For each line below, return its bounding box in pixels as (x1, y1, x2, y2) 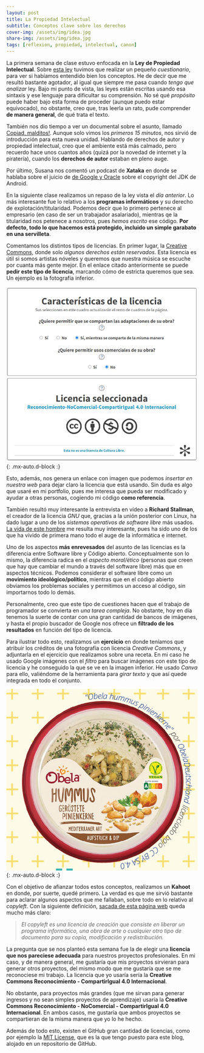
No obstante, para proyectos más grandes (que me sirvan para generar (6, 990, 185, 997)
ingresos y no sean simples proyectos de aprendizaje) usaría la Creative (6, 996, 188, 1003)
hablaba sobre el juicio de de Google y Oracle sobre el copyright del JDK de (6, 173, 197, 181)
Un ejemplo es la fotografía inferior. (6, 274, 95, 281)
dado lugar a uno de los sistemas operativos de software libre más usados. (6, 519, 194, 526)
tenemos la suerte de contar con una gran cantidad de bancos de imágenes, (6, 613, 198, 621)
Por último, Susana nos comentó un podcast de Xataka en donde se (6, 167, 177, 174)
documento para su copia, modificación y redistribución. (21, 934, 164, 941)
